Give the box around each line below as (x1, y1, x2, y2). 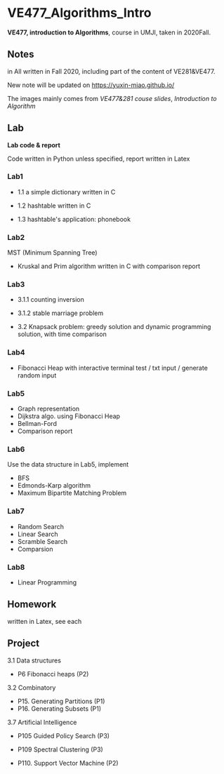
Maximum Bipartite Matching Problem (17, 489, 127, 498)
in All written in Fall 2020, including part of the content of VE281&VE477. (7, 67, 216, 75)
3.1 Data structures (7, 656, 62, 665)
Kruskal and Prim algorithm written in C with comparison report (17, 262, 200, 271)
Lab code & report (7, 140, 61, 149)
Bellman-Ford (17, 420, 58, 428)
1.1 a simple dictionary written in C (17, 187, 116, 196)
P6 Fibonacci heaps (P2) (17, 669, 89, 678)
